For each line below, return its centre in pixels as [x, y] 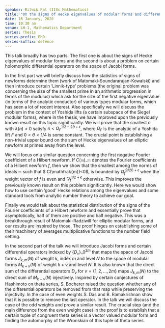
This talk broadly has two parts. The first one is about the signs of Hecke [79, 55]
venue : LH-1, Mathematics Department [44, 28]
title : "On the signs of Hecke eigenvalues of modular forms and [73, 14]
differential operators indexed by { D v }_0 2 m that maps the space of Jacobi [79, 252]
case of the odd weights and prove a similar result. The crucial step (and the [82, 304]
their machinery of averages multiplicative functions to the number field [78, 231]
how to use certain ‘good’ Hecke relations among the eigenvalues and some [82, 191]
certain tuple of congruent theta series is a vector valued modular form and [81, 315]
